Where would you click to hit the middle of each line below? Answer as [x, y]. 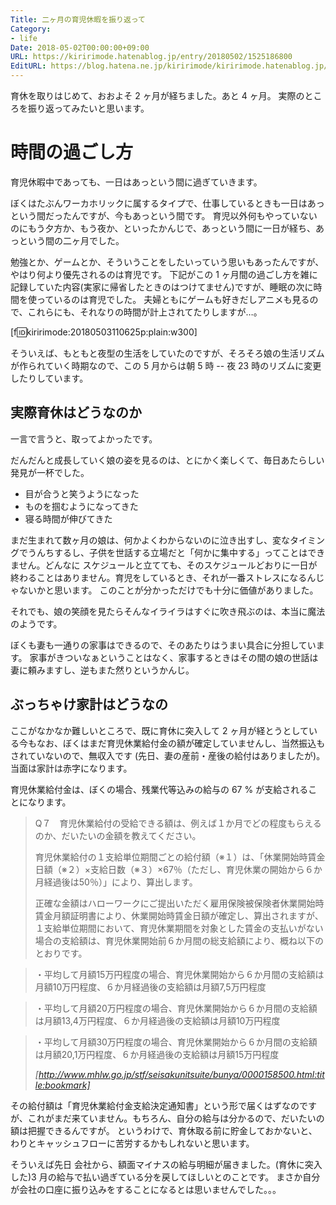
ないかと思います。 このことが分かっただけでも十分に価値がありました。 [168, 590]
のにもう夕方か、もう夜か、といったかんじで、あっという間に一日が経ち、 [163, 228]
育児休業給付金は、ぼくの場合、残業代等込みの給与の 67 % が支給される [159, 789]
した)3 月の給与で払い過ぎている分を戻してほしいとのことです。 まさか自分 [165, 1177]
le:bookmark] [62, 1085]
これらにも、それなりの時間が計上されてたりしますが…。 [145, 312]
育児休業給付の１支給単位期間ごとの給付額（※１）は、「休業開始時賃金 [180, 857]
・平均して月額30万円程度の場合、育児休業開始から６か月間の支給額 [176, 1042]
